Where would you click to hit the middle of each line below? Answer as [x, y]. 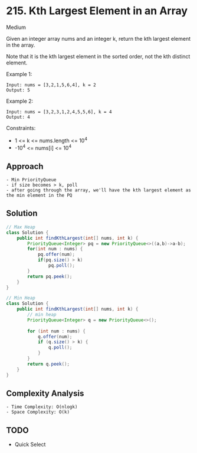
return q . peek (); [48, 364]
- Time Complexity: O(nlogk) [42, 407]
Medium [16, 27]
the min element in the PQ [39, 195]
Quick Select [30, 445]
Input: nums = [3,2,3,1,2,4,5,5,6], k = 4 [59, 112]
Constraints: [21, 128]
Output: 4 [18, 117]
